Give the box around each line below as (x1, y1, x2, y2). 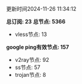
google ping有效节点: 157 (6, 44, 69, 50)
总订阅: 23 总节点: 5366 (6, 18, 66, 25)
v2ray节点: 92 (14, 56, 50, 63)
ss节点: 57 (14, 64, 41, 71)
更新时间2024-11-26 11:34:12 (6, 5, 77, 12)
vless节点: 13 (14, 31, 47, 38)
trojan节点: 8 (14, 71, 46, 78)
